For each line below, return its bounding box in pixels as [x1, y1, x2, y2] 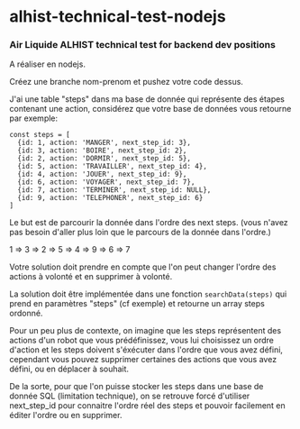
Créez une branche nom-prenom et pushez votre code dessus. [9, 77, 243, 87]
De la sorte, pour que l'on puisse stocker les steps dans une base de [9, 381, 264, 392]
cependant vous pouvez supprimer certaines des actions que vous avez [9, 354, 277, 365]
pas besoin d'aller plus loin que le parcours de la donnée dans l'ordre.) [9, 227, 272, 238]
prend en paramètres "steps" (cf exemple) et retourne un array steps [9, 298, 266, 309]
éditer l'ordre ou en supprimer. [9, 410, 123, 421]
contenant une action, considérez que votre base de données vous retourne [9, 104, 292, 114]
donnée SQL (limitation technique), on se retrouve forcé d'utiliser [9, 390, 250, 402]
